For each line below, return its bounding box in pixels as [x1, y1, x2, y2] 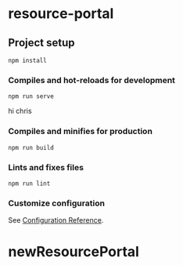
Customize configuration [8, 198, 106, 209]
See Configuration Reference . [8, 216, 104, 225]
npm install [8, 56, 47, 64]
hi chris [8, 107, 33, 116]
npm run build [8, 143, 55, 151]
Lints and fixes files [8, 162, 84, 172]
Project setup [8, 36, 76, 49]
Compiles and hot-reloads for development [8, 74, 176, 85]
